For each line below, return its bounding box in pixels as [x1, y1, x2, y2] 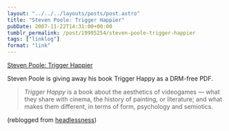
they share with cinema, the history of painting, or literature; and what [23, 95, 223, 103]
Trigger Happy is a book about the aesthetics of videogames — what [23, 88, 221, 96]
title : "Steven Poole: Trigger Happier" [7, 17, 126, 23]
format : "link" [7, 42, 51, 49]
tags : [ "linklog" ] [7, 36, 60, 43]
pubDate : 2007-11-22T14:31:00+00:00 [7, 23, 112, 30]
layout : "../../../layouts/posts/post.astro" [7, 10, 140, 17]
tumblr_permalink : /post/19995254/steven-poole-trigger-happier [7, 29, 196, 37]
